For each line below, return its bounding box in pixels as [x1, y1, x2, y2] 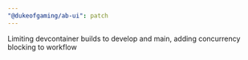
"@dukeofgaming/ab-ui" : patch [7, 11, 109, 20]
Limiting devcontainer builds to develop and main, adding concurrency [7, 34, 241, 43]
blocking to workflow [7, 42, 77, 52]
